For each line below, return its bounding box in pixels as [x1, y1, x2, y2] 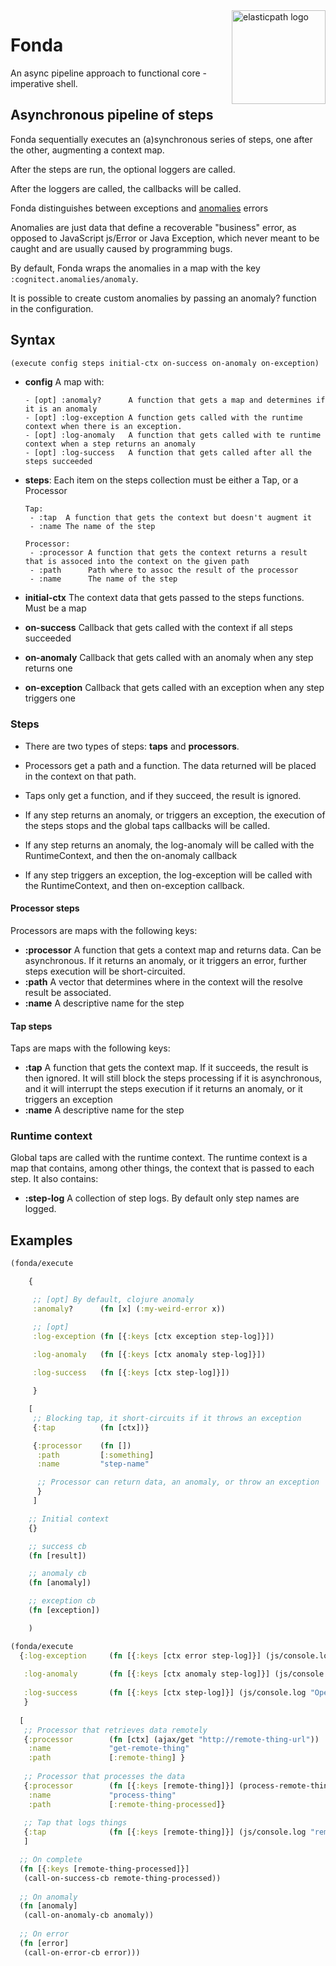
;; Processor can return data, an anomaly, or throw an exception [36, 1477, 320, 1488]
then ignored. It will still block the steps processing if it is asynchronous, [24, 1072, 323, 1084]
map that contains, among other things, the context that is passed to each [10, 1162, 315, 1174]
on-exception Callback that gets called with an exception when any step [24, 682, 325, 694]
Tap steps [10, 1020, 53, 1032]
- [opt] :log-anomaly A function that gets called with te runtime [24, 430, 322, 441]
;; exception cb [28, 1596, 97, 1606]
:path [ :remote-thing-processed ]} [28, 1799, 226, 1809]
